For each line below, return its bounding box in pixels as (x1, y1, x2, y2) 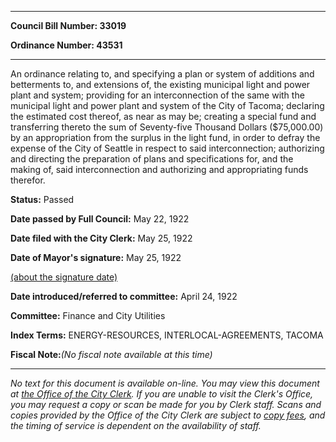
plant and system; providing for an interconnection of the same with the (10, 89, 305, 101)
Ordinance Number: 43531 (10, 39, 123, 51)
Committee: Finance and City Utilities (10, 310, 166, 321)
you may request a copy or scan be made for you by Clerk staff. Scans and (10, 399, 322, 410)
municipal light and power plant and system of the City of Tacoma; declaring (10, 100, 325, 111)
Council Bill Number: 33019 (10, 20, 127, 31)
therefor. (10, 174, 46, 186)
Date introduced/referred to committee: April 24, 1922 (10, 291, 238, 302)
